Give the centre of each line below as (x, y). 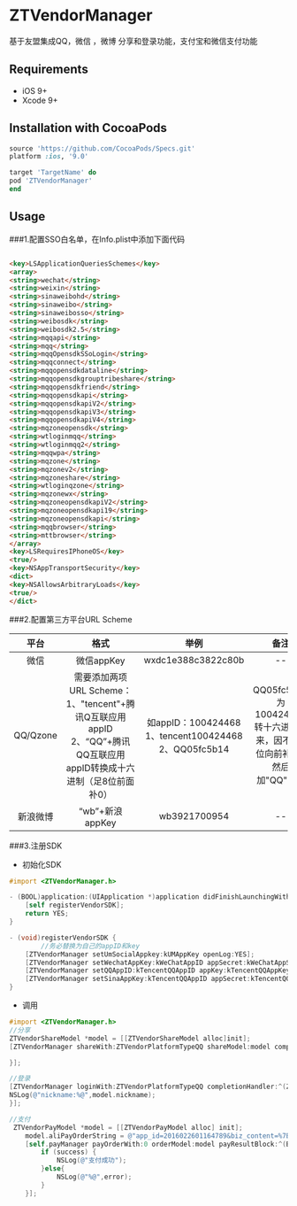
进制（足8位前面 (100, 781)
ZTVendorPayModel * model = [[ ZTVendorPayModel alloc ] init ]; (128, 1127)
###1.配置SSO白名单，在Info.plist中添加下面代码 (97, 239)
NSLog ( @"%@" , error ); (94, 1177)
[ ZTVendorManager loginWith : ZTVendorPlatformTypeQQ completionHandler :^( (148, 1087)
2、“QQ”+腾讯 (100, 741)
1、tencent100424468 (194, 736)
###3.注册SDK (36, 846)
